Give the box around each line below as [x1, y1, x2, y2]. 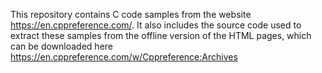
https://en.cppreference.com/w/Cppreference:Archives [10, 51, 238, 63]
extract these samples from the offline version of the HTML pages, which [10, 30, 312, 41]
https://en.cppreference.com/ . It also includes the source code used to [10, 19, 302, 31]
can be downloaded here [10, 40, 113, 52]
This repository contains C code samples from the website [10, 9, 252, 20]
